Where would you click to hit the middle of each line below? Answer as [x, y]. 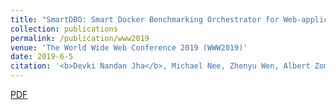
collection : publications [64, 29]
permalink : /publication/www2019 [80, 38]
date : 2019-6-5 [42, 57]
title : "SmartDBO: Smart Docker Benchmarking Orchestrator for [145, 19]
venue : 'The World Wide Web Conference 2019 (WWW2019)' [129, 47]
